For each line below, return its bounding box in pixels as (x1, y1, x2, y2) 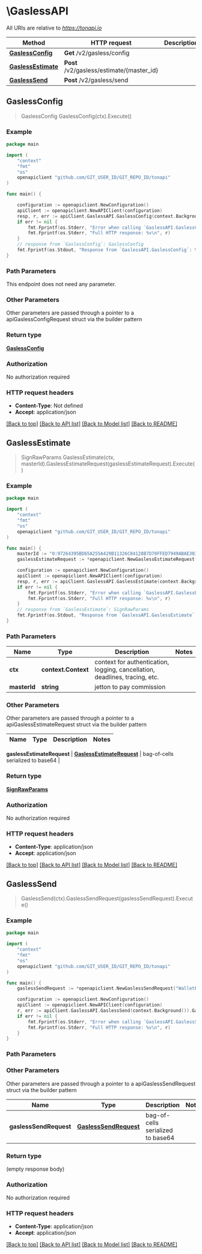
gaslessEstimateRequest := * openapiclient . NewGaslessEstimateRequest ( (17, 557, 198, 563)
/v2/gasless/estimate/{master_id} (64, 66, 158, 74)
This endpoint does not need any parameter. (6, 281, 116, 288)
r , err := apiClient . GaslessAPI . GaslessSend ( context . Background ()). (17, 1008, 192, 1014)
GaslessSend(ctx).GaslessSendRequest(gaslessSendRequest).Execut (20, 895, 194, 902)
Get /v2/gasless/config (64, 48, 130, 57)
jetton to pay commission (94, 683, 166, 691)
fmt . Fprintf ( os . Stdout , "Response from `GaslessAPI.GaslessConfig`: (17, 247, 192, 253)
